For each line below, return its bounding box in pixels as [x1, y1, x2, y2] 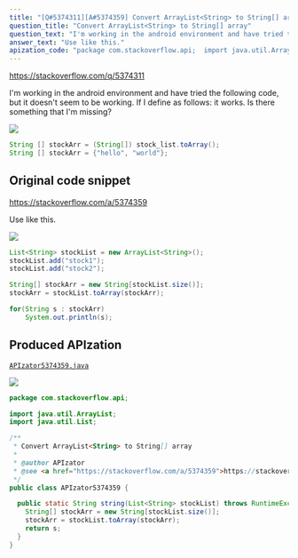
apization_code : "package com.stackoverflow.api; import [9, 46, 228, 55]
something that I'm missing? [9, 107, 113, 117]
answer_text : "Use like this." [9, 37, 125, 47]
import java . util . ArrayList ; [9, 410, 117, 418]
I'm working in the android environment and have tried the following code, [9, 88, 279, 99]
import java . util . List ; [9, 418, 98, 426]
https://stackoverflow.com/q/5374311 [9, 70, 145, 81]
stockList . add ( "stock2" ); [9, 264, 105, 274]
